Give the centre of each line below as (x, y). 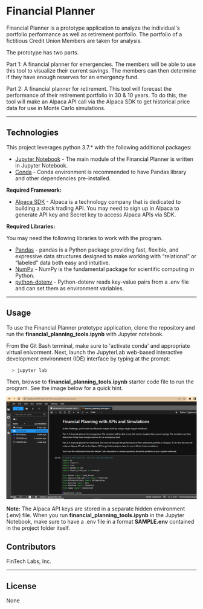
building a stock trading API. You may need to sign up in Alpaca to (97, 208)
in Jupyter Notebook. (41, 165)
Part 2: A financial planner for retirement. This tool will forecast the (89, 88)
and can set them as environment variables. (69, 288)
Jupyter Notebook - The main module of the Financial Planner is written (104, 159)
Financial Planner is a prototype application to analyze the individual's (93, 28)
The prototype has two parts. (43, 52)
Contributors (31, 547)
